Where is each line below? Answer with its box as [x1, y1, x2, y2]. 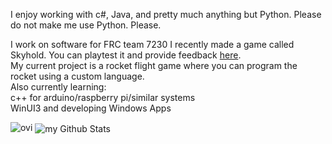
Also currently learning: [10, 81, 107, 93]
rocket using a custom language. [10, 70, 145, 82]
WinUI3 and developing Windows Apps [10, 102, 172, 114]
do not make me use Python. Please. [10, 19, 162, 31]
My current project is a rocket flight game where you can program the [10, 60, 298, 71]
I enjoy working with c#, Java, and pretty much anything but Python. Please [10, 9, 322, 20]
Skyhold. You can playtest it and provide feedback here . [10, 49, 242, 61]
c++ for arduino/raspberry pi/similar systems [10, 92, 196, 103]
